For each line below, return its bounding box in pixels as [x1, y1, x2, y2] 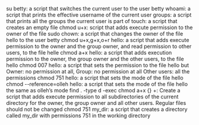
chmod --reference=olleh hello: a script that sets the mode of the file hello [6, 81, 188, 88]
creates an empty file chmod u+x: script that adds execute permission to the [6, 24, 193, 31]
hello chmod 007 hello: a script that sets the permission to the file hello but [6, 62, 189, 69]
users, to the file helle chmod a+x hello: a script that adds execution [6, 49, 172, 56]
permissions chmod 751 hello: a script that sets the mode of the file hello [6, 74, 184, 81]
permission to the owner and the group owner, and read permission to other [6, 43, 192, 50]
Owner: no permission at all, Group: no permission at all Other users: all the [6, 68, 190, 75]
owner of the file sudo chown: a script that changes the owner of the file [6, 30, 184, 37]
